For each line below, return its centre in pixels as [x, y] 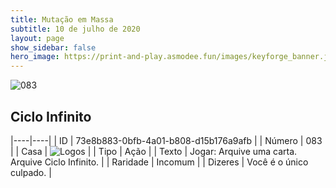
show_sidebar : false [53, 47]
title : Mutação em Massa [62, 19]
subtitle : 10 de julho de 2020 [75, 29]
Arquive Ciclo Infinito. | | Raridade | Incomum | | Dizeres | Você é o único [159, 162]
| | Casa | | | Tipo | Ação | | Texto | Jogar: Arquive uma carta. [154, 151]
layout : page [37, 38]
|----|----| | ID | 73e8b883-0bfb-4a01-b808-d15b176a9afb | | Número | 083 [166, 140]
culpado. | [31, 172]
